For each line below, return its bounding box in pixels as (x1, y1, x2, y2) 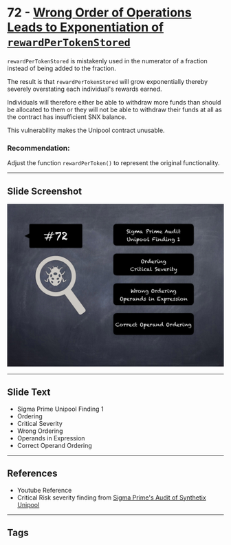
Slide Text (7, 387, 51, 398)
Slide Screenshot (7, 185, 82, 197)
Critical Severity (16, 419, 63, 427)
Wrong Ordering (16, 427, 63, 435)
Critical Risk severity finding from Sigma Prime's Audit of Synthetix (16, 493, 206, 502)
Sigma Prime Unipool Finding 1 (16, 405, 104, 413)
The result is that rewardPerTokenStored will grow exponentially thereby (7, 77, 208, 85)
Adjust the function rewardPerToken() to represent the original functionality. (7, 159, 220, 167)
